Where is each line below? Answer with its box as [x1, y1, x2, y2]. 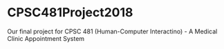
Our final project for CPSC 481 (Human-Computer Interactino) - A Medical [7, 27, 218, 35]
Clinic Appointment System [7, 34, 85, 42]
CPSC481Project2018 [7, 5, 133, 20]
